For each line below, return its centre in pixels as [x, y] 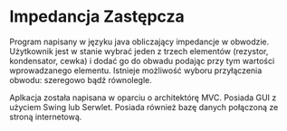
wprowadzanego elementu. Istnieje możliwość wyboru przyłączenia [136, 70]
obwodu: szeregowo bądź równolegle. [81, 80]
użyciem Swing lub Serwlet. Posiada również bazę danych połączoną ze [144, 107]
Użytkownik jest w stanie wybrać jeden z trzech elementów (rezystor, [139, 51]
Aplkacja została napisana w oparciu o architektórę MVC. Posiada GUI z [143, 98]
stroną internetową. [46, 117]
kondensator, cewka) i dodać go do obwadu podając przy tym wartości [142, 61]
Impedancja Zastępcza [97, 17]
